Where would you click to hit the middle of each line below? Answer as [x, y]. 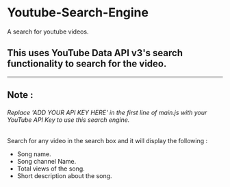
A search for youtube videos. [48, 32]
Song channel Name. [47, 162]
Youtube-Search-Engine [78, 13]
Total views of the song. [51, 169]
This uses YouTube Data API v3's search [95, 53]
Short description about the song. [64, 176]
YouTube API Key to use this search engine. [68, 120]
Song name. [34, 154]
